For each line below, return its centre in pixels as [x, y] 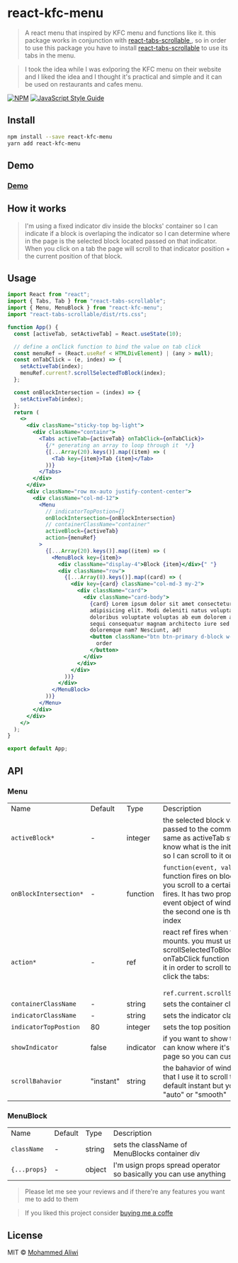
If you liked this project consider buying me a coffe [99, 1213]
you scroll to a [186, 884]
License [25, 1235]
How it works [37, 208]
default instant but [193, 1085]
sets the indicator [192, 1015]
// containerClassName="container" [98, 525]
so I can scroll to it [193, 855]
